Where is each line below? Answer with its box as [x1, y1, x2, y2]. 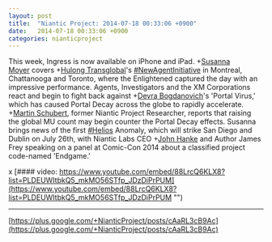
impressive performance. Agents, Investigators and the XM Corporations [8, 83, 251, 92]
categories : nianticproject [8, 34, 104, 43]
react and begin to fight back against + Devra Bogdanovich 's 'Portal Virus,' [8, 91, 257, 101]
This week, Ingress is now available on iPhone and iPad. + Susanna [8, 57, 231, 66]
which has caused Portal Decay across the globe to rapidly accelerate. [8, 100, 244, 109]
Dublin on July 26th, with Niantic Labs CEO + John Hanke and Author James [8, 134, 261, 144]
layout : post [8, 11, 53, 20]
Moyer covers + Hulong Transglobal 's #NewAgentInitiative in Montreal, [8, 66, 243, 75]
